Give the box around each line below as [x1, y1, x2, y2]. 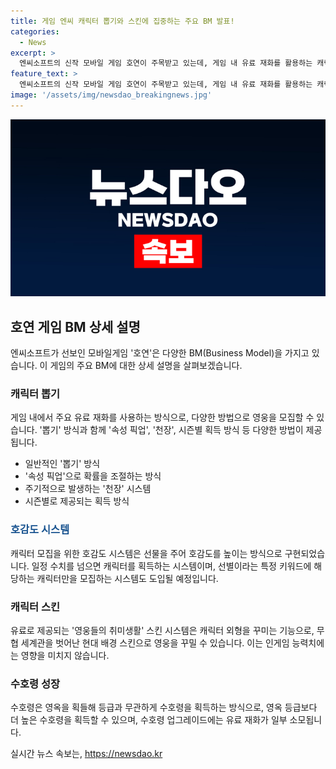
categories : [10, 26, 60, 37]
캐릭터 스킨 [10, 600, 61, 614]
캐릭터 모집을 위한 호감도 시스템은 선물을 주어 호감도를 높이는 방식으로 [10, 547, 283, 559]
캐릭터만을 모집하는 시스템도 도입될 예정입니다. [36, 572, 219, 584]
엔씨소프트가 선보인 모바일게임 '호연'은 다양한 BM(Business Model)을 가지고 [10, 347, 310, 359]
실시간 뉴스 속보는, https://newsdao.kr [10, 748, 163, 760]
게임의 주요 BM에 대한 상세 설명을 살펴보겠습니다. [49, 360, 243, 372]
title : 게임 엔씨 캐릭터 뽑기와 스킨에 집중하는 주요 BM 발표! [10, 16, 235, 26]
